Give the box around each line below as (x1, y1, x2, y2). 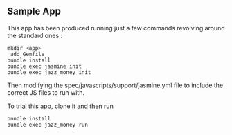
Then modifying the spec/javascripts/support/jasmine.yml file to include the (7, 81, 224, 89)
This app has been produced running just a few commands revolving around (7, 24, 225, 32)
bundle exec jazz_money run (7, 121, 89, 128)
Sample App (7, 6, 61, 17)
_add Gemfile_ (7, 51, 48, 57)
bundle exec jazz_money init (7, 69, 91, 75)
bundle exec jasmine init (7, 62, 82, 70)
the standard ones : (7, 31, 63, 39)
